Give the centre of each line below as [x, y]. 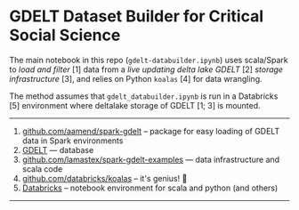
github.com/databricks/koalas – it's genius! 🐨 [105, 178]
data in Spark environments [73, 141]
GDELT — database [58, 149]
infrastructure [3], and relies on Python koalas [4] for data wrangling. [136, 78]
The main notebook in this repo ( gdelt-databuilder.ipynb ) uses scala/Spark [149, 60]
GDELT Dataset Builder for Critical [137, 16]
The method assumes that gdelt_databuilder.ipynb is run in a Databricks [144, 96]
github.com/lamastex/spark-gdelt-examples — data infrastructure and [151, 159]
